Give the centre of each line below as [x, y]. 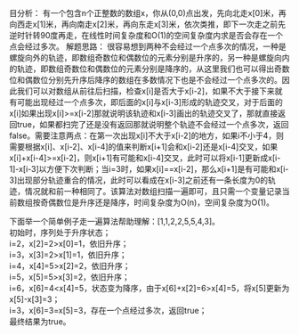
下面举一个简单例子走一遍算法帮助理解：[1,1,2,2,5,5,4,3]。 [115, 221]
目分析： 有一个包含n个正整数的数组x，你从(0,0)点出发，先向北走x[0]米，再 [148, 13]
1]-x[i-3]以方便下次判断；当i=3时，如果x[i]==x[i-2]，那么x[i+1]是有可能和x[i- [149, 169]
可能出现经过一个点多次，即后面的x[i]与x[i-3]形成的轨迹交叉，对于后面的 [149, 102]
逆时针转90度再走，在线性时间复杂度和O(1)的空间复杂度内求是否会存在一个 [146, 35]
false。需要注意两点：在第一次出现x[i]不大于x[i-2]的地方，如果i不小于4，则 [147, 135]
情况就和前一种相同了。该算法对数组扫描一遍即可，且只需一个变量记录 [153, 191]
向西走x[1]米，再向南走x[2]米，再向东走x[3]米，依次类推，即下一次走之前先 [148, 24]
